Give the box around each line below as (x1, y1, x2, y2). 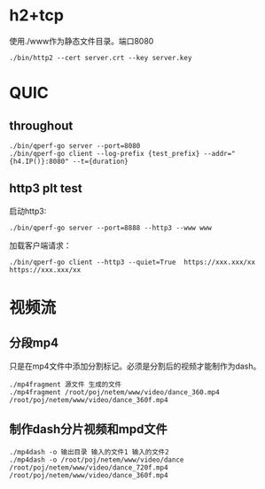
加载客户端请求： (9, 240, 72, 251)
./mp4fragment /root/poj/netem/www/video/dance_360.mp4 (9, 387, 220, 397)
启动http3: (9, 206, 47, 216)
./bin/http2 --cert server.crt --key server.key (9, 53, 192, 62)
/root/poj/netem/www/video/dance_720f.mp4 (9, 462, 168, 472)
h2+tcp (9, 5, 65, 26)
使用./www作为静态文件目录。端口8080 (9, 35, 154, 46)
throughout (9, 118, 74, 133)
